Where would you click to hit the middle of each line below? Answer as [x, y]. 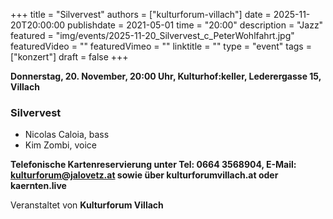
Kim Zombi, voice [60, 145]
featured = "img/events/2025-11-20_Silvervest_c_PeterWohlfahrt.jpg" [152, 35]
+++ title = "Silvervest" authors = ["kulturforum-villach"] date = [141, 14]
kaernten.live [38, 186]
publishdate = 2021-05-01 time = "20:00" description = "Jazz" [195, 25]
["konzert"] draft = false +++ [69, 57]
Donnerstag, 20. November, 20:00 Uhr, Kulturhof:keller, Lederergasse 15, [166, 76]
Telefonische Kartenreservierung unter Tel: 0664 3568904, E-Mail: [153, 165]
